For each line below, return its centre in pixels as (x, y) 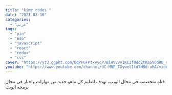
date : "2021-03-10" (26, 15)
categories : (18, 19)
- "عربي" (19, 24)
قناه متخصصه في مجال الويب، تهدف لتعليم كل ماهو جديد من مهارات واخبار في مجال (85, 82)
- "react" (20, 48)
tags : (11, 29)
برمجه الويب (17, 87)
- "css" (18, 57)
